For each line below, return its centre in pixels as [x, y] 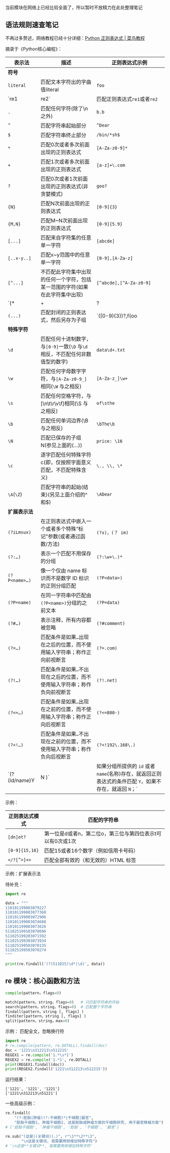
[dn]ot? [17, 837]
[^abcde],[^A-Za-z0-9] [124, 283]
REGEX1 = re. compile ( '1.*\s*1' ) [39, 1055]
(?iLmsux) [19, 532]
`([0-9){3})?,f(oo [117, 315]
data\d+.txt [111, 350]
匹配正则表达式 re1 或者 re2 [127, 99]
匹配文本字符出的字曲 [66, 82]
